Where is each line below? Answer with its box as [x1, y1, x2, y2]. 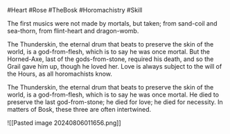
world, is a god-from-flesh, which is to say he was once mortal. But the [7, 48, 210, 56]
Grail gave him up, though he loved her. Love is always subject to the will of [7, 62, 222, 70]
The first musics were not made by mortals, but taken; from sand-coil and [7, 19, 218, 27]
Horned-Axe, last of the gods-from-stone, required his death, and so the [7, 55, 214, 63]
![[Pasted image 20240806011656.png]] [7, 119, 121, 127]
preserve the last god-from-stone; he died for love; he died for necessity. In [7, 98, 223, 106]
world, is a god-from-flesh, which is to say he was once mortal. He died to [7, 90, 220, 99]
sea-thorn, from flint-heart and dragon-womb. [7, 27, 139, 35]
